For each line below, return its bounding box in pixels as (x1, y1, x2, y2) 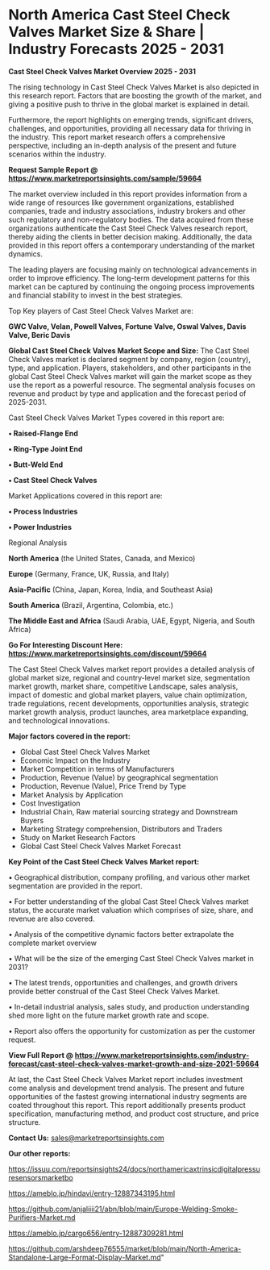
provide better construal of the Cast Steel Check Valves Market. (8, 986, 220, 996)
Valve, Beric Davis (8, 330, 71, 339)
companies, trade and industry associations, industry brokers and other (8, 206, 246, 215)
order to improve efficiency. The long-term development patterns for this (8, 273, 250, 283)
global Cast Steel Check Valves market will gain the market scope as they (8, 371, 252, 381)
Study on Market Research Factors (19, 832, 135, 842)
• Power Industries (8, 522, 73, 531)
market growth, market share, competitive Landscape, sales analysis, (8, 681, 239, 691)
